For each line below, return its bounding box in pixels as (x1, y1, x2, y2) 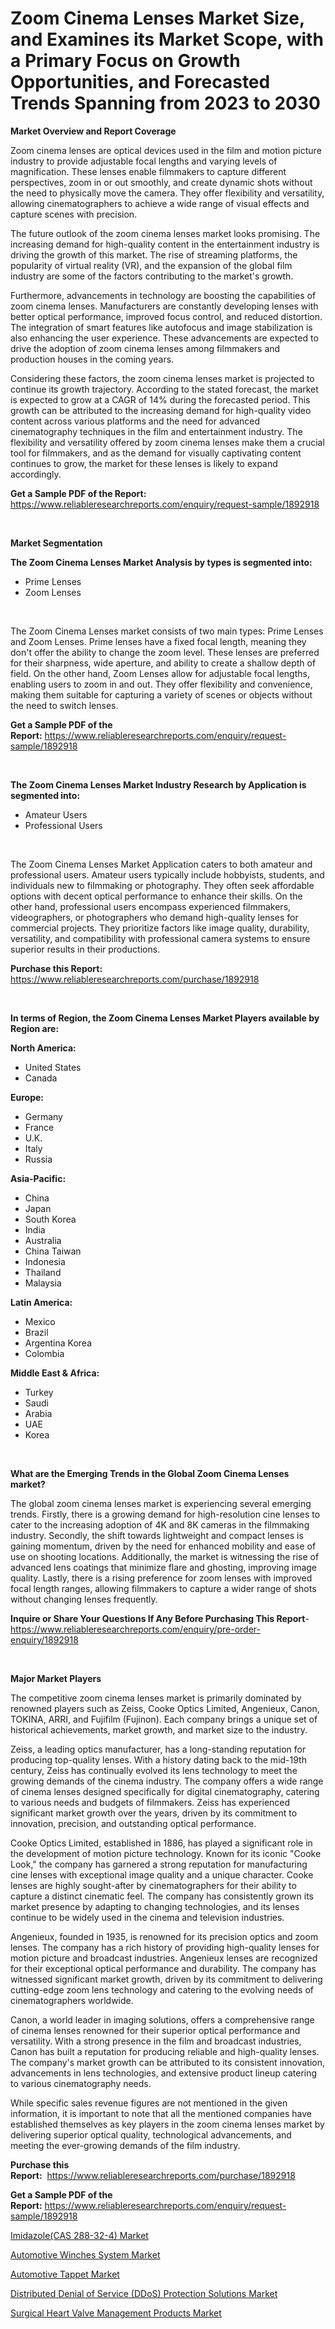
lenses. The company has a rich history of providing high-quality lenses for (10, 1941, 320, 1953)
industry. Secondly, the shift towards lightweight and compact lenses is (10, 1529, 304, 1541)
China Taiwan (24, 1245, 82, 1257)
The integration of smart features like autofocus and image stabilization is (10, 321, 313, 333)
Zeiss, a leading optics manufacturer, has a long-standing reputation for (10, 1743, 307, 1755)
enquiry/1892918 (10, 1633, 79, 1646)
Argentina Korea (24, 1337, 92, 1349)
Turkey (24, 1386, 54, 1398)
